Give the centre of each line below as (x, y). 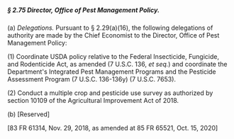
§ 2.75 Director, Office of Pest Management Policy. (84, 10)
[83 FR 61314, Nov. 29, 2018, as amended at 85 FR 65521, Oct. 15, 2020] (113, 128)
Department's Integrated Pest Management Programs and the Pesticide (112, 72)
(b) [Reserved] (29, 114)
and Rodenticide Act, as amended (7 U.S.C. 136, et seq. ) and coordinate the (117, 64)
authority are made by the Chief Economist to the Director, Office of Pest (113, 35)
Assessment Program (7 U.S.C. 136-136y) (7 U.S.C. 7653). (91, 79)
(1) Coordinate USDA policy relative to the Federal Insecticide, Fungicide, (113, 56)
